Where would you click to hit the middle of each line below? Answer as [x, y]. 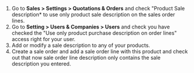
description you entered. [41, 64]
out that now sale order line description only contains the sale [86, 58]
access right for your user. [43, 39]
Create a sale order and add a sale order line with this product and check [100, 51]
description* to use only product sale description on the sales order [93, 14]
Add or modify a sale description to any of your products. [81, 45]
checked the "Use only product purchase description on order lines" [94, 33]
